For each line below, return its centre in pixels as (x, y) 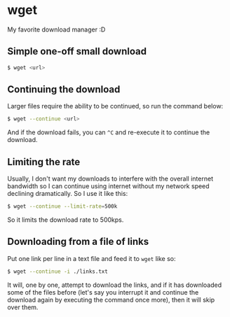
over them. (23, 307)
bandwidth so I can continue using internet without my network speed (108, 186)
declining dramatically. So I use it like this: (68, 194)
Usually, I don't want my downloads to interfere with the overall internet (110, 179)
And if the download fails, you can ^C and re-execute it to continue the (109, 132)
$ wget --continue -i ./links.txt (58, 272)
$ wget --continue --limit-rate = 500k (62, 206)
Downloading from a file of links (78, 242)
